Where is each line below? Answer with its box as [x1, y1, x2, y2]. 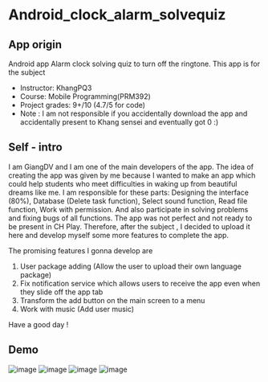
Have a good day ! [8, 319, 69, 329]
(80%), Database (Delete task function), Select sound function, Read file [8, 195, 248, 206]
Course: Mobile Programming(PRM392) [19, 92, 151, 101]
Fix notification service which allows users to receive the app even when [19, 278, 261, 288]
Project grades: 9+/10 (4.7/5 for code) [19, 101, 146, 109]
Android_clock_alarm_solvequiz [8, 6, 226, 24]
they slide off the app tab [19, 287, 104, 297]
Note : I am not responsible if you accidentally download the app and [19, 109, 248, 118]
